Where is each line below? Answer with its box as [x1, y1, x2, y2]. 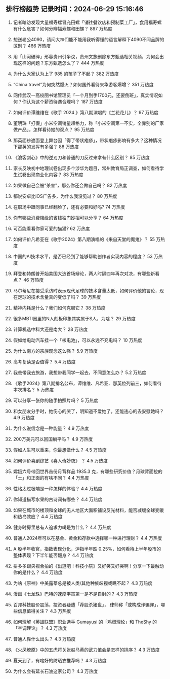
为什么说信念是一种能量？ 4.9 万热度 [13, 425, 89, 431]
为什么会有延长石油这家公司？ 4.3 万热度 [13, 668, 98, 674]
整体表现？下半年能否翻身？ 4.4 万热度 [13, 552, 94, 558]
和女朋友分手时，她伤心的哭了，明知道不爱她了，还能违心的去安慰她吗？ [13, 408, 164, 414]
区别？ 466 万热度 [13, 43, 51, 49]
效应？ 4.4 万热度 [26, 513, 63, 519]
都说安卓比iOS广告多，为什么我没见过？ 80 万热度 [13, 193, 118, 199]
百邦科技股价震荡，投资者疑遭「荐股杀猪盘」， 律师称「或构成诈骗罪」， [13, 601, 161, 607]
